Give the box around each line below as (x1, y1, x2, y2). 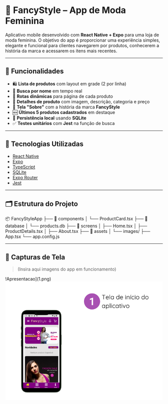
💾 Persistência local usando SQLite (12, 115, 86, 121)
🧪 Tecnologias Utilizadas (5, 140, 83, 149)
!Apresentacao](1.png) (5, 276, 51, 282)
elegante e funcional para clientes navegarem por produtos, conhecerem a (5, 42, 159, 48)
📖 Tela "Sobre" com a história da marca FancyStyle (12, 104, 120, 110)
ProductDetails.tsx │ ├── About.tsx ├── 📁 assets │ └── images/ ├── (5, 228, 150, 234)
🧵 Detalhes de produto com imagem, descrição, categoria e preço (12, 98, 150, 104)
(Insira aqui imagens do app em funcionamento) (17, 266, 116, 273)
